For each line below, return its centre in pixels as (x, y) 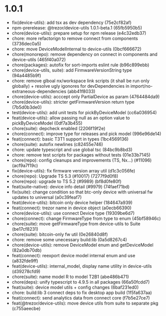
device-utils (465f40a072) (39, 59)
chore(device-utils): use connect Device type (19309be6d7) (73, 213)
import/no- (141, 86)
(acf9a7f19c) (25, 165)
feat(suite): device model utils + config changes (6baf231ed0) (75, 287)
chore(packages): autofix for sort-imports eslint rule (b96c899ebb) (81, 65)
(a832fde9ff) (25, 261)
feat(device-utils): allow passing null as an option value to (71, 118)
